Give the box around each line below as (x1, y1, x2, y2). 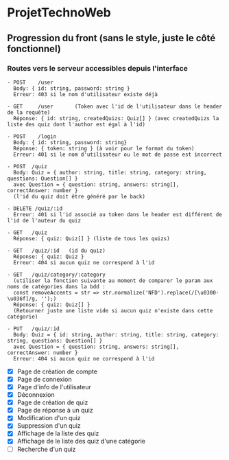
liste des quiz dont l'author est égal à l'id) (7, 121, 146, 128)
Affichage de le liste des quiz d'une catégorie (16, 437, 146, 446)
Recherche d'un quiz (16, 445, 76, 453)
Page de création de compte (16, 367, 98, 376)
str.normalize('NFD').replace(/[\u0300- (101, 289, 219, 296)
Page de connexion (16, 375, 72, 383)
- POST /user (7, 79, 53, 86)
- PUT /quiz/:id (7, 325, 60, 332)
